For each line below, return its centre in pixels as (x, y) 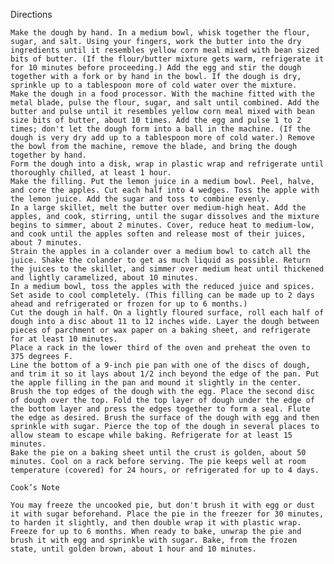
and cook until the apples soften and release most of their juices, (158, 234)
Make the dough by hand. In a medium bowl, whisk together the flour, (160, 33)
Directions (31, 14)
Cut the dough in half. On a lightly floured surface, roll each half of (167, 313)
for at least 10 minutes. (64, 339)
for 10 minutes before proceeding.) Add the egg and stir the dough (156, 68)
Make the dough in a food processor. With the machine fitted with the (162, 94)
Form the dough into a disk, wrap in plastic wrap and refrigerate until (167, 164)
